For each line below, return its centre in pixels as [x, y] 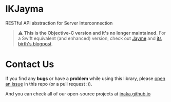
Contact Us [30, 65]
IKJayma [24, 9]
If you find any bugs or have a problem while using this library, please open [85, 78]
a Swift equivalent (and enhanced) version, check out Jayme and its [90, 38]
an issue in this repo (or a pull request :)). [49, 84]
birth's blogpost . [35, 43]
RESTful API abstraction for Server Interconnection [59, 23]
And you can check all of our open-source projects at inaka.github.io [78, 94]
